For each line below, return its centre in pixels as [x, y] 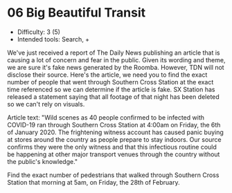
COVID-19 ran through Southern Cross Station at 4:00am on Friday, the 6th [114, 125]
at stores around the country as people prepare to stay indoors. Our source [114, 139]
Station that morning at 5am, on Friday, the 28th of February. [93, 182]
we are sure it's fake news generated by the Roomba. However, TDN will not [116, 67]
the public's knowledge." [43, 161]
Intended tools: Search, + [53, 39]
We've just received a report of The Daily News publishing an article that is [114, 53]
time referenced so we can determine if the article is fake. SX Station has [111, 89]
